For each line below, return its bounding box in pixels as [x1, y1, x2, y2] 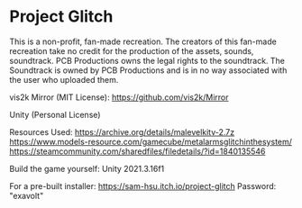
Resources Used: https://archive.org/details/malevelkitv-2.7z [9, 126, 235, 137]
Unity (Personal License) [9, 109, 101, 120]
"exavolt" [9, 190, 44, 201]
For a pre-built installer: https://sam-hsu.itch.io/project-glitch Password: [9, 180, 277, 191]
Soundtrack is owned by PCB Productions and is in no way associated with [9, 65, 288, 76]
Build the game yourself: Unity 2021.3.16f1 [9, 163, 165, 174]
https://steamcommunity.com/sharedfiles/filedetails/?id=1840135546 [9, 146, 266, 157]
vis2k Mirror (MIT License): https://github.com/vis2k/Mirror [9, 92, 229, 103]
